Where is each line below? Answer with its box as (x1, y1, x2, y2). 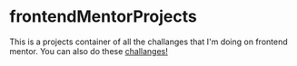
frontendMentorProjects (9, 6, 197, 27)
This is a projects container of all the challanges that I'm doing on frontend (9, 36, 288, 47)
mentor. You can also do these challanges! (9, 45, 168, 56)
